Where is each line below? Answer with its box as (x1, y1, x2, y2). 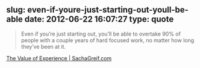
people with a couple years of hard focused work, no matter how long (20, 36, 195, 44)
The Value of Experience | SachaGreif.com (6, 54, 112, 62)
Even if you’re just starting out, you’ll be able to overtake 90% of (20, 30, 181, 37)
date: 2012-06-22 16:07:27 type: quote (24, 14, 174, 25)
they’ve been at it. (20, 43, 66, 50)
